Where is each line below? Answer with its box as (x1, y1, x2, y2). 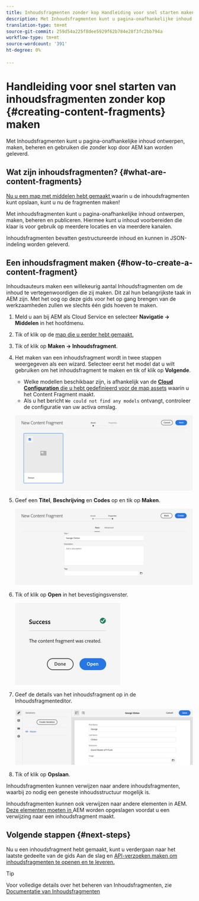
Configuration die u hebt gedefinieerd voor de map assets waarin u (23, 385, 190, 392)
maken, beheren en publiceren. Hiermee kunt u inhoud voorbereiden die (6, 216, 182, 223)
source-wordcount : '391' (6, 41, 68, 47)
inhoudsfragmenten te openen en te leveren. (6, 858, 115, 865)
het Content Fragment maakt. (23, 391, 95, 398)
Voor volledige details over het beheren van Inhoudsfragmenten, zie (6, 881, 172, 889)
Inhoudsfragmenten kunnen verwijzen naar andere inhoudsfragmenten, (6, 782, 181, 789)
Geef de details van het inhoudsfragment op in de (14, 691, 136, 698)
